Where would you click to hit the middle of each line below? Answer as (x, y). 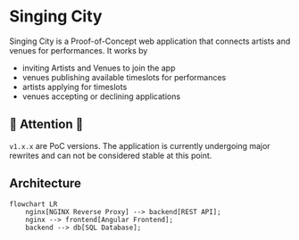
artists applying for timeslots (75, 87)
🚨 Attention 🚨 (46, 124)
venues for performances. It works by (79, 50)
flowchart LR (33, 204)
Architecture (46, 183)
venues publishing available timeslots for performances (124, 77)
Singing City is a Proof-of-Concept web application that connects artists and (150, 41)
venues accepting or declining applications (101, 96)
